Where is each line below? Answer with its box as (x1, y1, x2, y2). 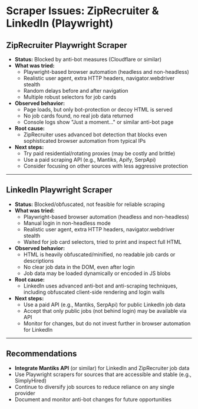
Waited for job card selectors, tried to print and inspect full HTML (23, 238, 181, 246)
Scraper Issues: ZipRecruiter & (6, 4, 159, 18)
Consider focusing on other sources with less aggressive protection (23, 162, 189, 169)
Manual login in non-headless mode (23, 220, 111, 227)
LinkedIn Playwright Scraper (6, 185, 113, 195)
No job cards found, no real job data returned (23, 112, 134, 119)
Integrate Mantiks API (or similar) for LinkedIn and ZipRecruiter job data (14, 364, 190, 371)
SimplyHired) (14, 377, 47, 384)
